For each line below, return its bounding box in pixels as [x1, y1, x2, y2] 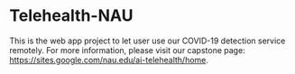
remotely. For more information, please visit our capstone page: [9, 44, 245, 55]
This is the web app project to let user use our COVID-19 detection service [9, 35, 286, 46]
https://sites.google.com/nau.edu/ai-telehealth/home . [9, 54, 209, 65]
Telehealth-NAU [9, 5, 134, 26]
